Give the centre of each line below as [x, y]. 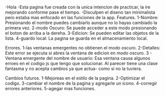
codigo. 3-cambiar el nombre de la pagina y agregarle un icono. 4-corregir [81, 83]
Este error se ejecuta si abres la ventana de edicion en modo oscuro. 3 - [79, 53]
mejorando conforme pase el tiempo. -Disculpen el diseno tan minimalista [80, 12]
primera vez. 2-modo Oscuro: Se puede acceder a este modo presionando [81, 28]
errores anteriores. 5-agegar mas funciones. [50, 88]
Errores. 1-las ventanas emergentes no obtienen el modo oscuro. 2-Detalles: [83, 48]
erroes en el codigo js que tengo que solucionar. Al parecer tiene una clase [82, 63]
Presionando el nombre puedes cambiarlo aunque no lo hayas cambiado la [81, 23]
